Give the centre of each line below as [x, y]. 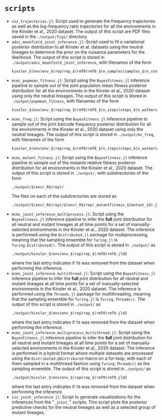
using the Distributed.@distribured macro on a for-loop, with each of [81, 358]
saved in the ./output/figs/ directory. [50, 36]
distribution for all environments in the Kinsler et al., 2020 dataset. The [82, 168]
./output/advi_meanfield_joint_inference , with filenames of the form [81, 62]
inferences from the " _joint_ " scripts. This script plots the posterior [79, 402]
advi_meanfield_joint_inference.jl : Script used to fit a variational [78, 42]
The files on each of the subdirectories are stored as [64, 196]
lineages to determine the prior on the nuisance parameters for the [78, 52]
